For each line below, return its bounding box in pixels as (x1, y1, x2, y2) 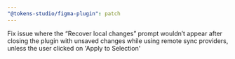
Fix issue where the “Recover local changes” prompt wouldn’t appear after (7, 29, 223, 37)
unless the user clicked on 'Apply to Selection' (7, 44, 141, 52)
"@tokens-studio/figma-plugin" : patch (7, 10, 121, 17)
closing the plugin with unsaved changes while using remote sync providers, (7, 36, 229, 45)
